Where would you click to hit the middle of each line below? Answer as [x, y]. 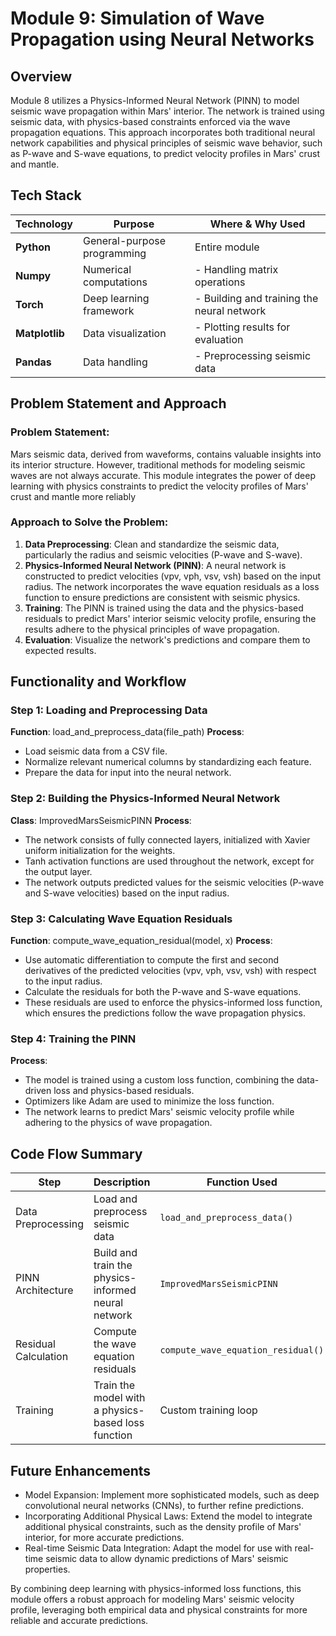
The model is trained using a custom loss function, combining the [159, 1080]
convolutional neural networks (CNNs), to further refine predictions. [164, 1505]
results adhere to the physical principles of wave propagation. [152, 629]
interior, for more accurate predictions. [104, 1537]
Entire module [227, 247]
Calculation [42, 1357]
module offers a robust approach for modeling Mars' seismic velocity [152, 1599]
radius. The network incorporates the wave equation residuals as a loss [172, 586]
